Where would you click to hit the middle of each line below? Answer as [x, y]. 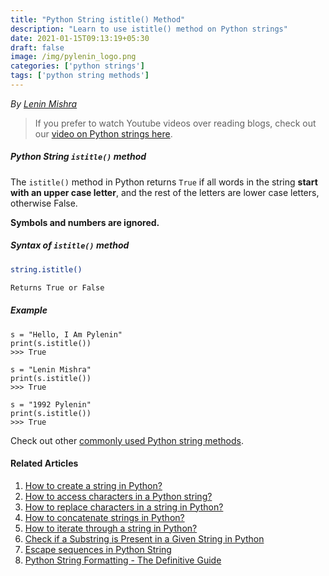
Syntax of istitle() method [70, 245]
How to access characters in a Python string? [118, 496]
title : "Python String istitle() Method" [98, 19]
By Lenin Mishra [44, 103]
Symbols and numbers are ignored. [85, 222]
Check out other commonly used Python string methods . [127, 440]
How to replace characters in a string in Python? [124, 507]
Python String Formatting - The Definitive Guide [123, 560]
